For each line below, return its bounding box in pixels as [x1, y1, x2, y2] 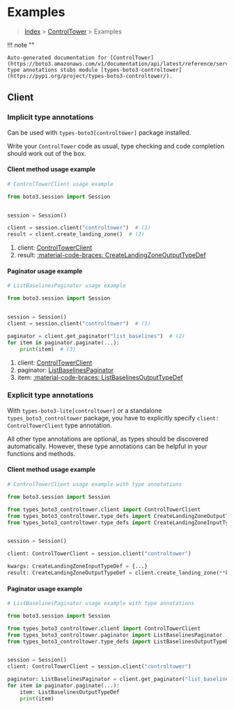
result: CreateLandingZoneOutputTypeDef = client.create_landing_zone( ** [7, 570, 226, 577]
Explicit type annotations [7, 390, 94, 400]
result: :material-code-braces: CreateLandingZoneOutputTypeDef [17, 251, 207, 259]
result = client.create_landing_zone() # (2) [7, 231, 145, 238]
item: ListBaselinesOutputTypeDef [19, 688, 120, 696]
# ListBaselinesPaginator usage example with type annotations [7, 600, 195, 607]
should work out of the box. [7, 149, 86, 158]
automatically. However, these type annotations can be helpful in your [7, 442, 208, 450]
